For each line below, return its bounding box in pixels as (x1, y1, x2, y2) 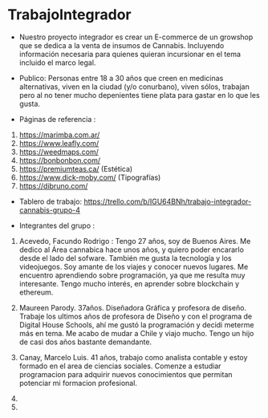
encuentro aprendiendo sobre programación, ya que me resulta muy (18, 270, 246, 280)
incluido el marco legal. (18, 58, 96, 67)
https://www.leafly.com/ (18, 138, 99, 148)
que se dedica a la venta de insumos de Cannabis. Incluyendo (18, 40, 225, 50)
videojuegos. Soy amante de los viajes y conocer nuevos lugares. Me (18, 262, 249, 271)
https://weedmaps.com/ (18, 147, 99, 156)
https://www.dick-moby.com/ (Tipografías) (18, 172, 161, 182)
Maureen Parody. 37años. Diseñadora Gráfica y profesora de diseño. (18, 302, 246, 312)
